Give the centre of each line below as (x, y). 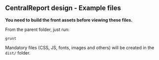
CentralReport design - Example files (63, 8)
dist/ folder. (18, 53)
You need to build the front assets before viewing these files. (69, 20)
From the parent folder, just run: (38, 30)
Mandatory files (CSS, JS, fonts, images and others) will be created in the (80, 47)
